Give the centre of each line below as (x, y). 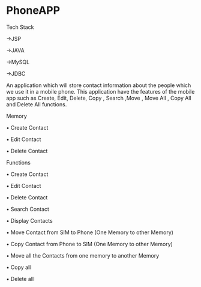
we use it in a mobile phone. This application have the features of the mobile (100, 91)
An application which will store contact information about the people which (99, 85)
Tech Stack (20, 27)
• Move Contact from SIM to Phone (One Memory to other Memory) (90, 232)
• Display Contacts (29, 220)
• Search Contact (28, 209)
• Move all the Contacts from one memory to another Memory (83, 255)
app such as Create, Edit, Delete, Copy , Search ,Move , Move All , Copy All (99, 98)
